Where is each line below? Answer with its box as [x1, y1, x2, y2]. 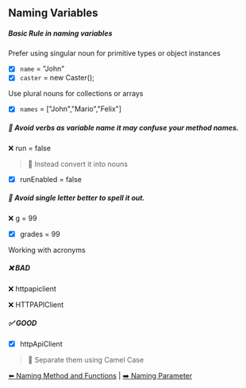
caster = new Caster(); [19, 73, 95, 83]
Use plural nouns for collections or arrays [8, 89, 144, 99]
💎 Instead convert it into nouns [27, 159, 129, 169]
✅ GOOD [8, 318, 37, 328]
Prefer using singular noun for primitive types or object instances [8, 48, 221, 58]
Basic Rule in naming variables [8, 28, 113, 38]
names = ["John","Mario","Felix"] [19, 104, 121, 114]
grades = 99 [19, 229, 61, 239]
